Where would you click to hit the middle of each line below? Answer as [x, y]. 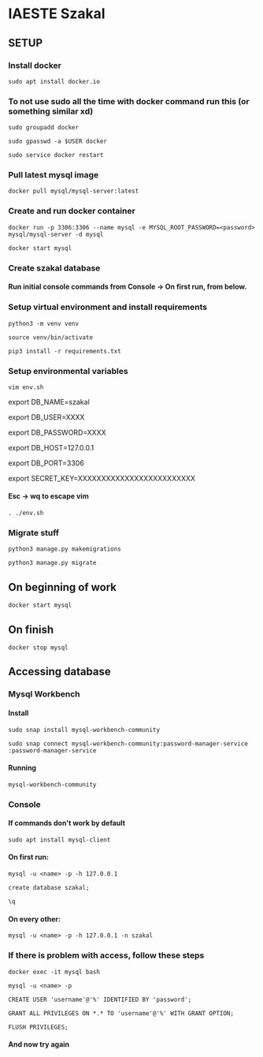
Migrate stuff [34, 533]
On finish [31, 629]
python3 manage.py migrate [52, 563]
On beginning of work [62, 587]
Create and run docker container [72, 211]
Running [22, 768]
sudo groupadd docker [44, 128]
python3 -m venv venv [44, 323]
